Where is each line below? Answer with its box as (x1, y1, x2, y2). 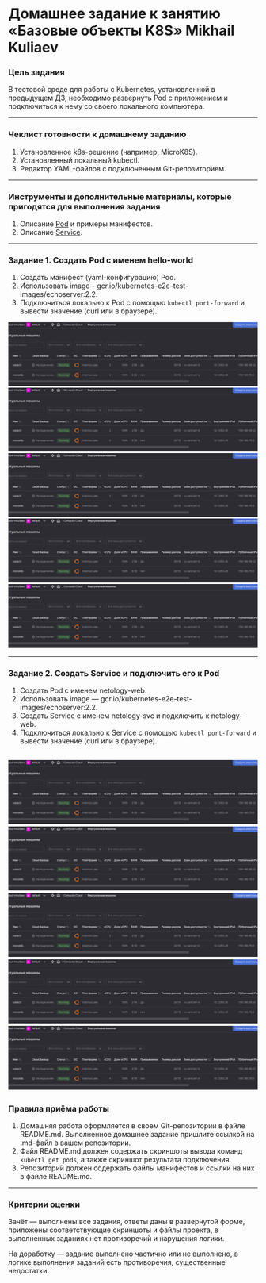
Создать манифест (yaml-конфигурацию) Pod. (19, 273, 177, 282)
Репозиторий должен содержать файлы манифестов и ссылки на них (19, 1163, 255, 1173)
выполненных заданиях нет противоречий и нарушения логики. (8, 1234, 225, 1243)
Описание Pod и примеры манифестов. (19, 219, 154, 229)
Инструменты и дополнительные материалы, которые (8, 191, 232, 202)
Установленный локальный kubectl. (19, 156, 140, 165)
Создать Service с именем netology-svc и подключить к (19, 711, 210, 720)
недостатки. (8, 1266, 50, 1276)
